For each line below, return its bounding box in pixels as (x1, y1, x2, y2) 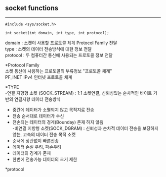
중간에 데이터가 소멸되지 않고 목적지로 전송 (12, 107, 95, 113)
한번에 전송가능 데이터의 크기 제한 (12, 156, 78, 162)
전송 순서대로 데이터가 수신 (12, 113, 64, 118)
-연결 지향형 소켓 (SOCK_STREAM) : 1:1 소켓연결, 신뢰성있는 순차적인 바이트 (5, 90, 152, 96)
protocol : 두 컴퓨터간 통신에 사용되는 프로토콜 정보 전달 (5, 52, 113, 58)
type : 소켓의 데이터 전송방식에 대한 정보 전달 (5, 46, 92, 52)
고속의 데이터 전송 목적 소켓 (23, 131, 76, 137)
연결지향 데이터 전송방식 (14, 96, 61, 102)
